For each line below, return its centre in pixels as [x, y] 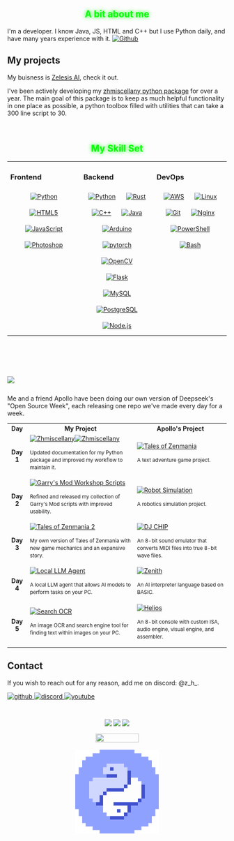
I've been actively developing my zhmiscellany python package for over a [112, 91]
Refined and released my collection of [75, 497]
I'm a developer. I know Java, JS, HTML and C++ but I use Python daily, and [116, 31]
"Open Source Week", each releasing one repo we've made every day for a [115, 405]
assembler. [150, 637]
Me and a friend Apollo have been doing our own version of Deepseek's [110, 398]
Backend [99, 177]
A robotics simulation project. [172, 504]
